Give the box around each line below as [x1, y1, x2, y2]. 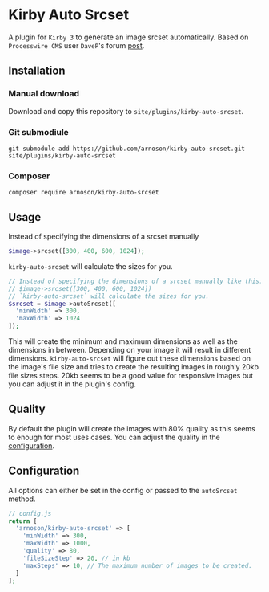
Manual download [8, 88, 80, 100]
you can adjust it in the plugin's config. [8, 379, 136, 389]
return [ [8, 516, 38, 525]
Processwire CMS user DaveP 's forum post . [8, 40, 145, 50]
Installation [8, 64, 66, 78]
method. [8, 494, 36, 504]
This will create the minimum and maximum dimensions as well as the [8, 337, 238, 346]
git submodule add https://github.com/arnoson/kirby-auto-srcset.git [8, 145, 246, 153]
